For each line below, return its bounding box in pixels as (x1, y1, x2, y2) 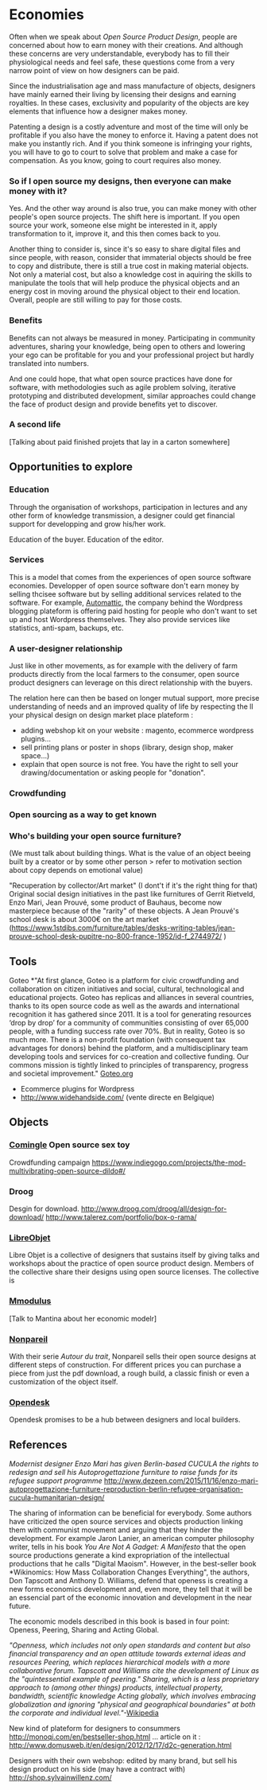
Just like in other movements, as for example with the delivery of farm (9, 661, 238, 671)
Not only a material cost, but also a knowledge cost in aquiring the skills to (9, 270, 253, 279)
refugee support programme (9, 1476, 103, 1485)
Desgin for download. (9, 1204, 80, 1214)
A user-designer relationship (9, 643, 123, 654)
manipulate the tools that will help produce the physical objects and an (9, 278, 241, 288)
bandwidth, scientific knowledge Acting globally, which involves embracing (9, 1691, 257, 1701)
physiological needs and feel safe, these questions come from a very (9, 57, 235, 67)
